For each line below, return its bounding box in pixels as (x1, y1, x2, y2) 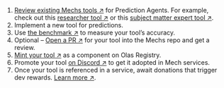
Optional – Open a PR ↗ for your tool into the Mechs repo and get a (13, 36, 211, 44)
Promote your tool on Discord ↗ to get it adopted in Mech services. (13, 58, 211, 66)
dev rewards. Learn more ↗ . (13, 73, 96, 82)
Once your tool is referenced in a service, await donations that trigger (13, 66, 218, 74)
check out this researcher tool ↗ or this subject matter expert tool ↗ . (13, 13, 214, 22)
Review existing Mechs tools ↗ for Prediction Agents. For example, (13, 6, 209, 14)
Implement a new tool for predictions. (13, 21, 124, 29)
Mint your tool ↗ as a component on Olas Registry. (13, 51, 162, 59)
